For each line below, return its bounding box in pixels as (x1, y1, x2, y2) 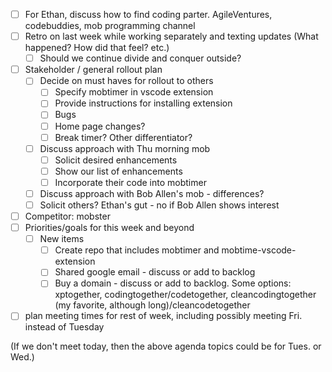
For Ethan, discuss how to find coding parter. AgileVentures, (24, 9, 273, 20)
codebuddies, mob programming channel (24, 20, 196, 32)
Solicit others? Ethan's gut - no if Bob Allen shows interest (39, 199, 280, 211)
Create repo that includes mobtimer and (54, 244, 220, 256)
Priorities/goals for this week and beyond (24, 222, 195, 234)
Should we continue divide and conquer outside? (39, 52, 242, 64)
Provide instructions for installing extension (54, 97, 233, 109)
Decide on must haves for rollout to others (39, 75, 214, 87)
